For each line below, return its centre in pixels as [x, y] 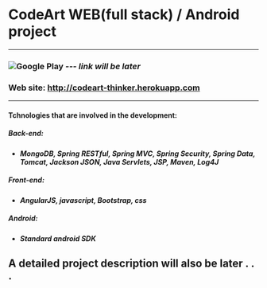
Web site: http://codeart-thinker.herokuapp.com [104, 88]
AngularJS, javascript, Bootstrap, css [83, 200]
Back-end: [26, 134]
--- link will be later [103, 66]
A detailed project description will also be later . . [131, 264]
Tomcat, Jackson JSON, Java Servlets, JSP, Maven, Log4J [119, 162]
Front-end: [27, 180]
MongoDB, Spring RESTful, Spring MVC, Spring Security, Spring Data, [137, 154]
